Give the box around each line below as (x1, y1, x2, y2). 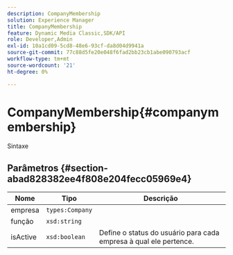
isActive (10, 232, 37, 242)
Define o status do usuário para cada (99, 228, 220, 238)
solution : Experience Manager (7, 17, 95, 24)
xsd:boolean (46, 233, 85, 241)
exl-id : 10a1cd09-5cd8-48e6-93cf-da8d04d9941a (7, 42, 144, 49)
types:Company (46, 206, 93, 214)
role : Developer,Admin (7, 36, 73, 43)
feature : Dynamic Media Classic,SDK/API (7, 29, 126, 37)
